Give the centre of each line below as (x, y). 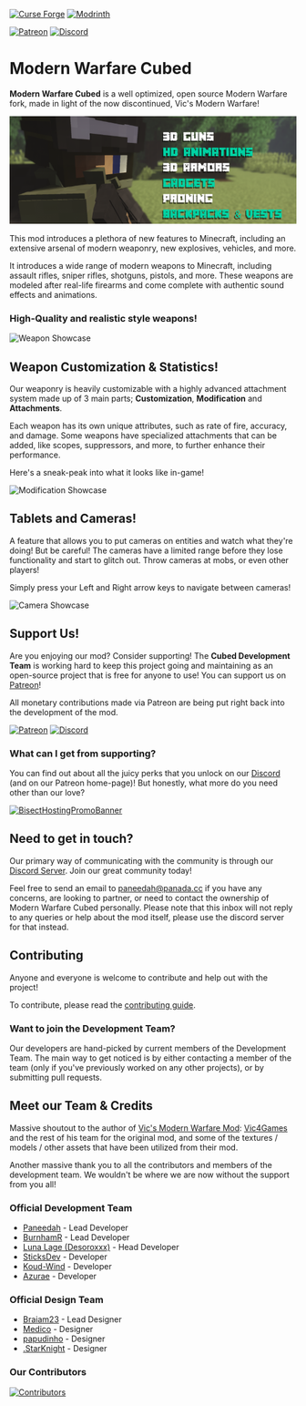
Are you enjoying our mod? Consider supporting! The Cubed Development (150, 655)
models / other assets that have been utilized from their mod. (124, 1147)
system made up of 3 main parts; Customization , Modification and (136, 399)
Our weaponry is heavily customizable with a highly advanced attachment (148, 389)
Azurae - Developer (60, 1276)
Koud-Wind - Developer (67, 1266)
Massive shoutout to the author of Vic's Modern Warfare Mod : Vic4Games (149, 1128)
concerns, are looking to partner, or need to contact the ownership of (139, 898)
